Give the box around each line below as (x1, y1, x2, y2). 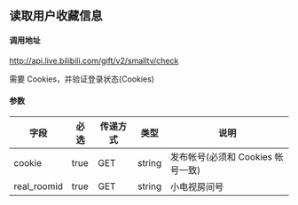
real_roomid (13, 180, 64, 193)
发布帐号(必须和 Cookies (169, 150, 273, 162)
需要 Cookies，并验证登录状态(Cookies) (9, 74, 155, 84)
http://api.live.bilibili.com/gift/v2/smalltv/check (9, 55, 179, 66)
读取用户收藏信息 (9, 8, 103, 24)
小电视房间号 (169, 180, 224, 193)
